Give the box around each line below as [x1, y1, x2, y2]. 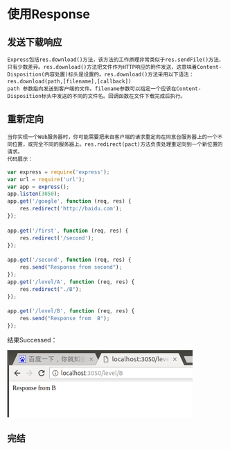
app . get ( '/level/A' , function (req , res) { [7, 278, 135, 285]
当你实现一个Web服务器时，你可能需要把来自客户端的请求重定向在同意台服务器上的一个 [7, 133, 218, 140]
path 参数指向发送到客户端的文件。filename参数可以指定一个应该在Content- [7, 85, 202, 92]
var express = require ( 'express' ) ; [7, 168, 110, 176]
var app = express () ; [7, 183, 70, 190]
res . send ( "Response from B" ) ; [19, 315, 110, 322]
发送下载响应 [7, 36, 62, 48]
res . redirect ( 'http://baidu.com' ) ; [19, 206, 123, 212]
